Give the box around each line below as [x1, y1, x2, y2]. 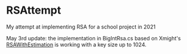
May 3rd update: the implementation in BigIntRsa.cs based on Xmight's [6, 34, 181, 42]
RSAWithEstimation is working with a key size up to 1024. [6, 41, 146, 48]
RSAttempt [6, 4, 62, 17]
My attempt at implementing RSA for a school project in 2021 [6, 23, 156, 30]
